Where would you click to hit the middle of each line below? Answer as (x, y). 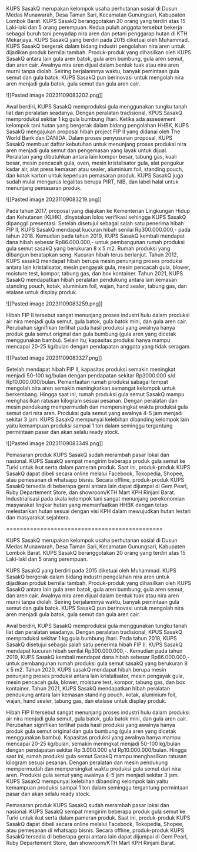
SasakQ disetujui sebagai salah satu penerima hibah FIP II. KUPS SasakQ (94, 644)
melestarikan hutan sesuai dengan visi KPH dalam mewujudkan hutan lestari (98, 511)
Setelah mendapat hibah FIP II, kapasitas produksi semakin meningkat (91, 369)
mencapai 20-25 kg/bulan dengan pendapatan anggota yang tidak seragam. (98, 346)
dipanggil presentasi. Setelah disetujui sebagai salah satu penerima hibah (95, 223)
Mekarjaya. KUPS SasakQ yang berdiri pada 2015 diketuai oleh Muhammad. (98, 40)
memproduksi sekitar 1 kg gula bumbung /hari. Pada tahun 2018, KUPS (92, 638)
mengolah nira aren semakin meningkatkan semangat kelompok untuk (91, 388)
